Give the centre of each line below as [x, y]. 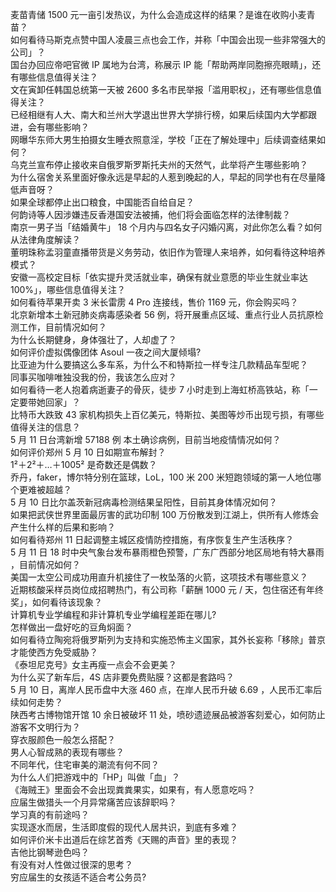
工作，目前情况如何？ [62, 327]
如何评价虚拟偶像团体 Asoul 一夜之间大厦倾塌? [106, 352]
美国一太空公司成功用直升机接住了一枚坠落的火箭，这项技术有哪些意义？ [159, 577]
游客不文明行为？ [45, 727]
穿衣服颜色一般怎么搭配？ [63, 739]
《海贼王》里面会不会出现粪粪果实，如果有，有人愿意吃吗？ [133, 789]
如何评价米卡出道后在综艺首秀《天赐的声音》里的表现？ [124, 839]
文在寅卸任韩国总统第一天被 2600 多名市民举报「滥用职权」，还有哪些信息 [161, 89]
